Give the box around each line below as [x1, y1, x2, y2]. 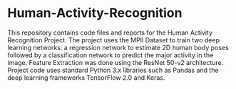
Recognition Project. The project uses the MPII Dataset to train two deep [7, 35, 220, 44]
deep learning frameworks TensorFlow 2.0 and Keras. [7, 73, 165, 82]
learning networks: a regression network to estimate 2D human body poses [7, 43, 230, 52]
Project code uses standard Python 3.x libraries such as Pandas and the [7, 66, 219, 74]
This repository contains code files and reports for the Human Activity [7, 28, 212, 37]
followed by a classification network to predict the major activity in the [7, 51, 214, 59]
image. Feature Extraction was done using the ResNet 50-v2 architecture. [7, 58, 224, 66]
